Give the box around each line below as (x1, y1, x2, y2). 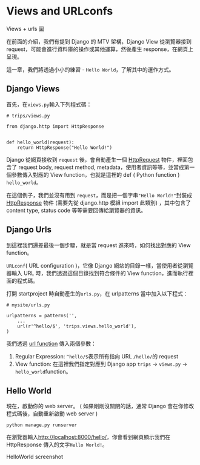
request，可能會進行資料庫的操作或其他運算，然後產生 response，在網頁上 (6, 45, 194, 53)
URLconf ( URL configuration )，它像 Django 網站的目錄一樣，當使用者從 (6, 262, 183, 269)
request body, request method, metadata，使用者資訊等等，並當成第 (18, 163, 190, 171)
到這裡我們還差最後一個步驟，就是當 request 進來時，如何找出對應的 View (6, 241, 191, 249)
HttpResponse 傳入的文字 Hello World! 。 (6, 441, 108, 449)
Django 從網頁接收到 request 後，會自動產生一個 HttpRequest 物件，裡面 (6, 156, 188, 163)
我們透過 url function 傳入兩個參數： (6, 340, 97, 347)
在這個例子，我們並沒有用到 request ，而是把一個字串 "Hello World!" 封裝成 (6, 191, 193, 199)
